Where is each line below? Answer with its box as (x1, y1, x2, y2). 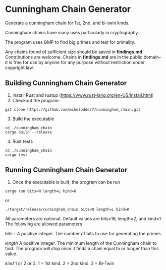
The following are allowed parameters (5, 221, 83, 227)
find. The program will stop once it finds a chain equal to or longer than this (5, 245, 159, 251)
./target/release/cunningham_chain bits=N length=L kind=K (5, 207, 130, 212)
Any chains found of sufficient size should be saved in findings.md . (5, 49, 144, 55)
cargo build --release (5, 130, 52, 135)
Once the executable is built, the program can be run (12, 179, 120, 185)
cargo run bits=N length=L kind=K (5, 189, 77, 194)
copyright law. (5, 65, 34, 70)
